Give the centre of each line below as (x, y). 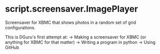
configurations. (20, 27)
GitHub (12, 47)
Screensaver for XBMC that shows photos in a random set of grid (71, 22)
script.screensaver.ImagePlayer (71, 9)
